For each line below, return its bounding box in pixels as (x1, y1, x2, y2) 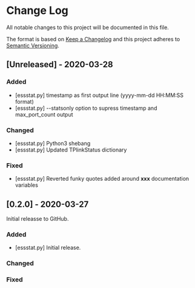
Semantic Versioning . (6, 42, 59, 49)
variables (15, 181, 38, 189)
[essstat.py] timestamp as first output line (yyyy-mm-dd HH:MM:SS (15, 92, 183, 99)
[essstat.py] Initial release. (15, 244, 81, 252)
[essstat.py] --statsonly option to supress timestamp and (15, 104, 157, 112)
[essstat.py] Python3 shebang (15, 139, 91, 147)
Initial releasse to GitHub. (6, 215, 69, 223)
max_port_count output (15, 110, 73, 118)
